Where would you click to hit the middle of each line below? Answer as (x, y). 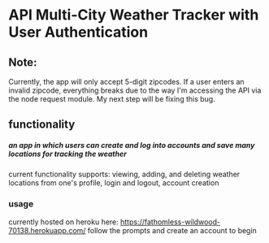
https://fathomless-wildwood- (171, 222)
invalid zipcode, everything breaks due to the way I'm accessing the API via (135, 90)
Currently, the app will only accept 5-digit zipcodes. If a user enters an (127, 82)
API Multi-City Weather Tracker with (134, 15)
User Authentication (78, 32)
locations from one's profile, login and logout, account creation (114, 183)
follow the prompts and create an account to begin (172, 230)
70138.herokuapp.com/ (47, 230)
